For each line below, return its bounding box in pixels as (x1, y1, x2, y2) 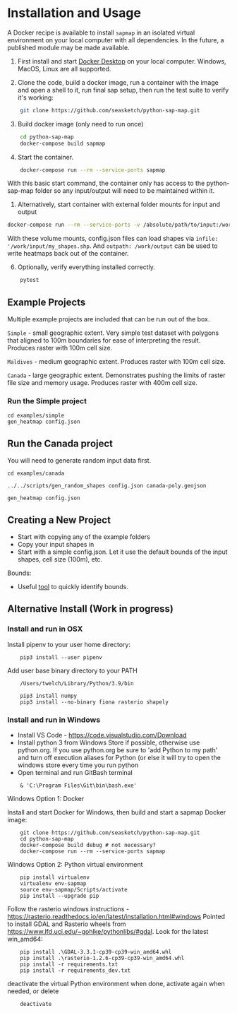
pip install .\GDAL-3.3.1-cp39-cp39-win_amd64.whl (20, 948, 172, 955)
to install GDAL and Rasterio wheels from (7, 920, 126, 928)
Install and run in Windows (7, 715, 101, 725)
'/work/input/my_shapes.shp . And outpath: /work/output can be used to (7, 242, 218, 250)
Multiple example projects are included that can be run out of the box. (7, 315, 210, 323)
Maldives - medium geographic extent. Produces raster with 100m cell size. (7, 357, 226, 365)
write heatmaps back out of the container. (7, 249, 129, 258)
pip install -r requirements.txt (20, 961, 119, 968)
